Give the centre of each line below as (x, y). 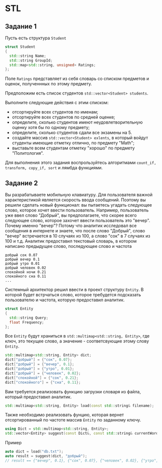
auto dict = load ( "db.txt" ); (34, 452)
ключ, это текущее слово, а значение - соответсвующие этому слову (77, 341)
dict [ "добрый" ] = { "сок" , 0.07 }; (39, 360)
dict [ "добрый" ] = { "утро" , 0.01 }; (40, 369)
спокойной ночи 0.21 (26, 272)
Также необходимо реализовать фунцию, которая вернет (65, 415)
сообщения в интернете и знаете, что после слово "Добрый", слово (75, 231)
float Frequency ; (27, 322)
